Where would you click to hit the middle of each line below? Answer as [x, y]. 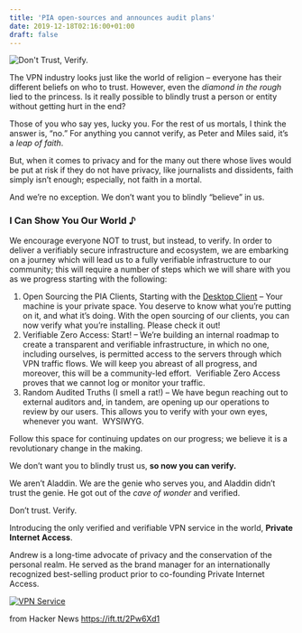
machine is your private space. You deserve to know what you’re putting [156, 306]
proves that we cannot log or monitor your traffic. [114, 382]
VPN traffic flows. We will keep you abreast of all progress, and [140, 363]
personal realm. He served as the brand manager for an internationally [140, 564]
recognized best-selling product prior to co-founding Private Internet [137, 573]
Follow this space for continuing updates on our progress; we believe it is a [149, 438]
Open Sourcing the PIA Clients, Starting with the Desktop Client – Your [153, 296]
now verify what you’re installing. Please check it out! [121, 325]
